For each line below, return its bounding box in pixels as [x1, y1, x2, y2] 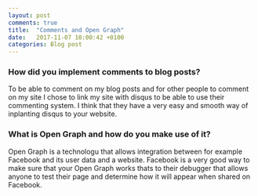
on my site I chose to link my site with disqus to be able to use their [8, 93, 225, 102]
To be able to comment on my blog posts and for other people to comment [8, 84, 249, 94]
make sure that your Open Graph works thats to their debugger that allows [8, 163, 249, 172]
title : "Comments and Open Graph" [8, 26, 125, 34]
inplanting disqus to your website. [8, 109, 118, 118]
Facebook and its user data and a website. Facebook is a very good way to [8, 154, 250, 165]
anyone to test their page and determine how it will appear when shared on [8, 172, 251, 181]
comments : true [8, 19, 58, 27]
